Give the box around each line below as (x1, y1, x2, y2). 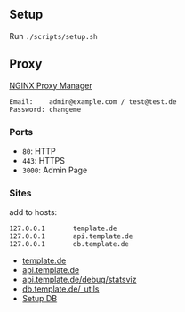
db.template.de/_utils (21, 284, 100, 294)
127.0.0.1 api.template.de (9, 232, 133, 241)
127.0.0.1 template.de (9, 224, 117, 234)
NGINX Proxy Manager (9, 80, 92, 91)
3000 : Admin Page (21, 164, 88, 175)
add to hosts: (9, 207, 58, 218)
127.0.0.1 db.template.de (9, 240, 129, 249)
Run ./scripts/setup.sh (9, 30, 98, 41)
